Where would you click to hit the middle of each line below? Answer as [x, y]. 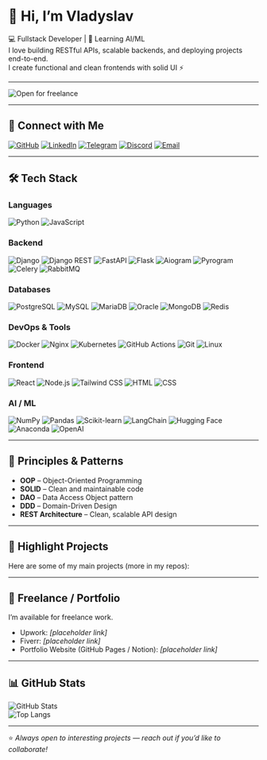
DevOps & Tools [40, 327]
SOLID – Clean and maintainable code [82, 489]
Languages [31, 205]
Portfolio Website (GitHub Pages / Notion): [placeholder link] [118, 649]
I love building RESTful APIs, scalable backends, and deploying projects [126, 50]
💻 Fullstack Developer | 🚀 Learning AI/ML [77, 38]
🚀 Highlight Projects [58, 547]
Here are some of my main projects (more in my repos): [99, 566]
